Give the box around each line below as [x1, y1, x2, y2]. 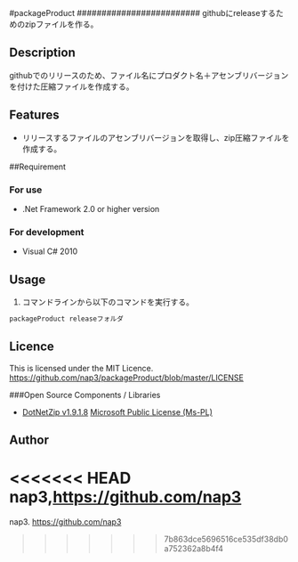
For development [9, 225, 85, 238]
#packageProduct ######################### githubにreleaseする [9, 8, 277, 18]
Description [9, 45, 76, 61]
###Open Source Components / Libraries [9, 389, 161, 400]
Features [9, 108, 60, 123]
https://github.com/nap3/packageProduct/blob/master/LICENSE [9, 372, 245, 383]
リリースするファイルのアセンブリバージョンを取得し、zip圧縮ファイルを [21, 132, 290, 143]
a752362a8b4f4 [164, 543, 224, 554]
